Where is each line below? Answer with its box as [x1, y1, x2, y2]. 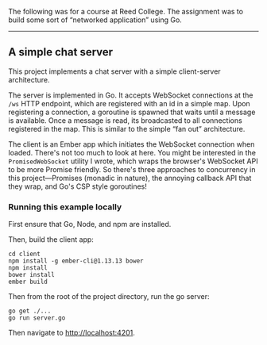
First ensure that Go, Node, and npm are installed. [8, 220, 172, 229]
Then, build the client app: [8, 235, 94, 244]
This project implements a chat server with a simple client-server [8, 67, 221, 76]
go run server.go [8, 314, 66, 322]
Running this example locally [8, 201, 122, 213]
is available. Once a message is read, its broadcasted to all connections [8, 115, 242, 125]
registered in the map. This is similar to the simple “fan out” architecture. [8, 124, 246, 133]
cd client [8, 250, 41, 259]
